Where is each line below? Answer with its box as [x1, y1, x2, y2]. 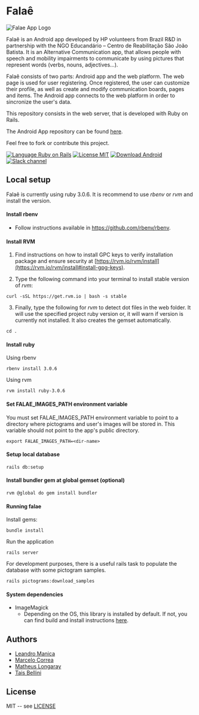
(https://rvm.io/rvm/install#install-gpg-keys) [14, 264, 124, 271]
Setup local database [6, 451, 60, 458]
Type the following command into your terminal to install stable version [14, 276, 189, 283]
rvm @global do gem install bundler [6, 490, 97, 496]
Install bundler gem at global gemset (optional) [6, 476, 125, 484]
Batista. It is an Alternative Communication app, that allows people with [6, 48, 181, 55]
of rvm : [14, 282, 33, 289]
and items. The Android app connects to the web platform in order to [6, 92, 175, 99]
